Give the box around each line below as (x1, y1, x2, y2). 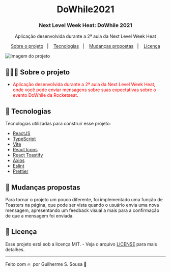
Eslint (12, 163, 24, 169)
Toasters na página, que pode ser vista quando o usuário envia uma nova (5, 202, 159, 208)
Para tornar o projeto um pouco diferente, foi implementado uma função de (5, 196, 163, 202)
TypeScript (12, 136, 36, 142)
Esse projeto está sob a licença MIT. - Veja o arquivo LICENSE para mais (5, 241, 157, 247)
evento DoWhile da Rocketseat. (12, 92, 78, 98)
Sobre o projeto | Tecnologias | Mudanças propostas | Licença (11, 43, 160, 49)
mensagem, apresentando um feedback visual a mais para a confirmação (5, 207, 159, 213)
